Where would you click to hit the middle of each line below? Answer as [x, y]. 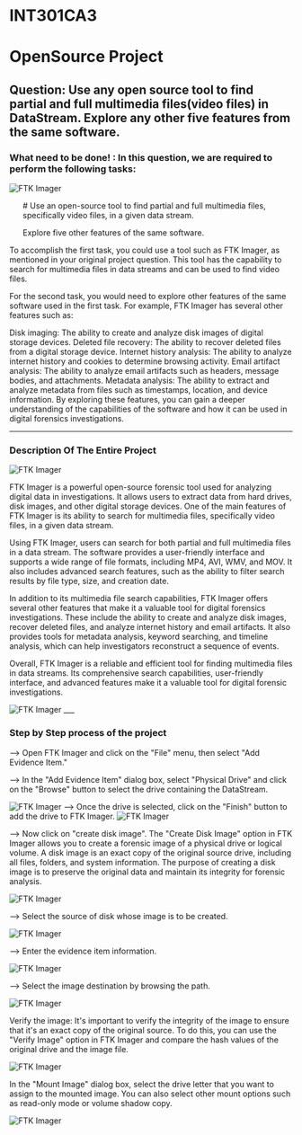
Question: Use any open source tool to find [132, 89]
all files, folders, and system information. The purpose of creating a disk [142, 862]
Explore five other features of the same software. [113, 233]
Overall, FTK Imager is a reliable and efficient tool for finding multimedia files [151, 664]
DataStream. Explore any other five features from [150, 118]
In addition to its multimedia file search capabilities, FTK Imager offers [138, 599]
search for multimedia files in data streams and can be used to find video [145, 270]
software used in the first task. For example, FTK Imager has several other [147, 306]
